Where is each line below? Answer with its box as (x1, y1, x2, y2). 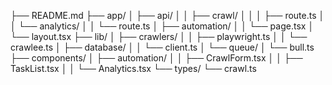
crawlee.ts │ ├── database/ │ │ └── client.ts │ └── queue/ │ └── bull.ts (10, 41, 315, 53)
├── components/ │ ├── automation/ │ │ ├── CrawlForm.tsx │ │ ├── (10, 52, 303, 64)
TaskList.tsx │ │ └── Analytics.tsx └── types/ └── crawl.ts (10, 63, 257, 74)
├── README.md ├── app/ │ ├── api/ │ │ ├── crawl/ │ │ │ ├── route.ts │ (10, 10, 325, 21)
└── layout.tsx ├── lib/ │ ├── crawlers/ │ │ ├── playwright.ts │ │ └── (10, 31, 308, 42)
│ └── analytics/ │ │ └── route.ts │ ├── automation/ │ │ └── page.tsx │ (10, 20, 315, 32)
